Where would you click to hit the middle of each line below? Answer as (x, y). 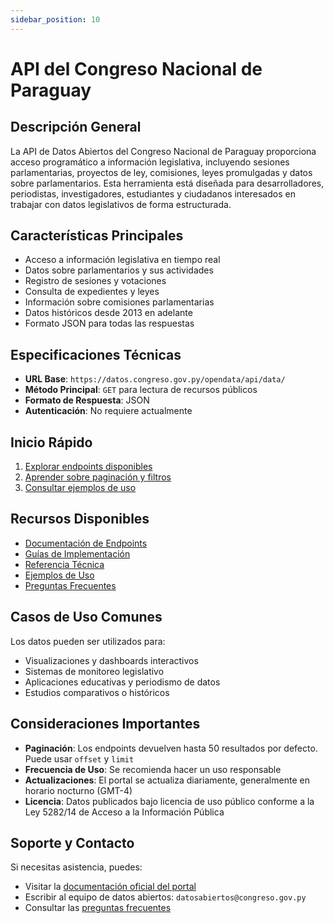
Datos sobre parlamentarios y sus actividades (119, 270)
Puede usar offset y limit (79, 758)
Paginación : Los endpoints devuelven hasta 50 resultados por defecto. (171, 748)
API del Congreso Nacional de (136, 68)
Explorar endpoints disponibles (88, 467)
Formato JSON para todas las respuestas (109, 323)
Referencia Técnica (64, 564)
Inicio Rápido (51, 442)
